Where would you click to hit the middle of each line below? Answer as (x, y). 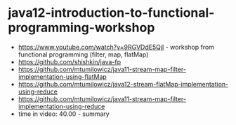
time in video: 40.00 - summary (64, 114)
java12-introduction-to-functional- (111, 13)
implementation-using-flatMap (63, 76)
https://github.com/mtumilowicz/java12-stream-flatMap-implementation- (123, 84)
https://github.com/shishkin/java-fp (70, 61)
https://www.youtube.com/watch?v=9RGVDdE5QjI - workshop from (116, 47)
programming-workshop (81, 28)
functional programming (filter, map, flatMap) (83, 54)
